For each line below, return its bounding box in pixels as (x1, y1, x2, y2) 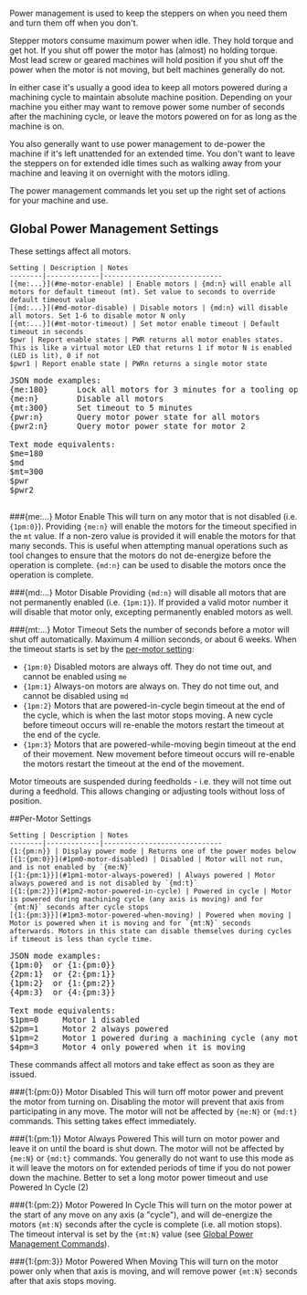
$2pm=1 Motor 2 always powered (9, 1023, 169, 1034)
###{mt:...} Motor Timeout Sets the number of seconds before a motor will (9, 624, 291, 635)
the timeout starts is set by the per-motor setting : (9, 643, 195, 654)
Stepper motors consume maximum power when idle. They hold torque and (9, 36, 294, 46)
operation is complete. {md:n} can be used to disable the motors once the (9, 559, 286, 570)
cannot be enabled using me (22, 670, 128, 681)
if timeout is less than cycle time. (9, 934, 153, 943)
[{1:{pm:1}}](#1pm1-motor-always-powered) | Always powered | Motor (9, 870, 276, 879)
